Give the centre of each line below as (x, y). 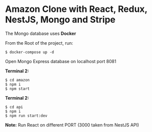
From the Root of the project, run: (39, 43)
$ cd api (14, 107)
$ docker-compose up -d (30, 52)
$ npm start (17, 89)
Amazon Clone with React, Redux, (76, 9)
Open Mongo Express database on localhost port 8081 (61, 61)
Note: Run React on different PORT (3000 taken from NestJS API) (72, 125)
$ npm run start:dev (26, 116)
